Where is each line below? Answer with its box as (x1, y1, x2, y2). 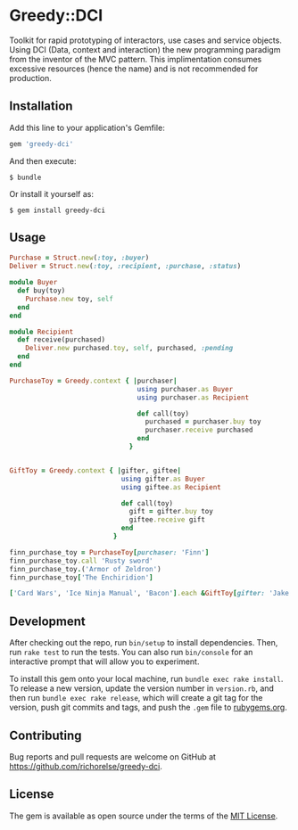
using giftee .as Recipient (120, 482, 221, 491)
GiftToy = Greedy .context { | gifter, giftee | (9, 465, 181, 475)
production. (9, 72, 52, 83)
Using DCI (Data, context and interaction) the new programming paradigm (9, 44, 281, 54)
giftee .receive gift (128, 515, 205, 524)
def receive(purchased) (17, 335, 105, 344)
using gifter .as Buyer (120, 474, 205, 483)
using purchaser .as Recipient (137, 393, 250, 402)
